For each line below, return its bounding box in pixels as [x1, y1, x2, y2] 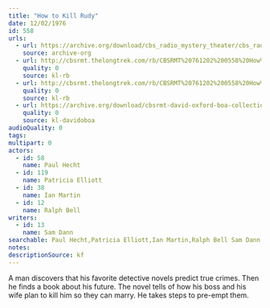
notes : [8, 244, 31, 252]
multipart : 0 [8, 138, 52, 147]
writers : [8, 214, 38, 222]
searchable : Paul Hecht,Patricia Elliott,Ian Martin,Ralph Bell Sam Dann [8, 236, 261, 244]
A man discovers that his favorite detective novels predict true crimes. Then [8, 273, 260, 282]
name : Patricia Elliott [22, 176, 103, 185]
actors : [8, 146, 35, 154]
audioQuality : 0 [8, 124, 63, 132]
